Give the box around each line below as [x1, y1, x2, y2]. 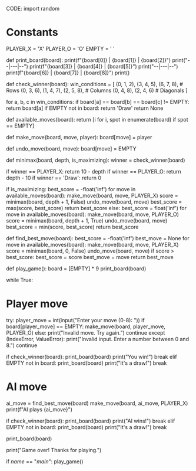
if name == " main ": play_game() [6, 457, 84, 465]
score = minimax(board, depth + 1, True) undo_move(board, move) [6, 217, 168, 224]
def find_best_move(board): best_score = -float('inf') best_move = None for [6, 234, 190, 241]
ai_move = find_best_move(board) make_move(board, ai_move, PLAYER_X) [6, 400, 188, 407]
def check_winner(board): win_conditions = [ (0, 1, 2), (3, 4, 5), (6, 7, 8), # [6, 80, 184, 87]
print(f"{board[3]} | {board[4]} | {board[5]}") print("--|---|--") [29, 63, 178, 70]
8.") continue [6, 342, 38, 349]
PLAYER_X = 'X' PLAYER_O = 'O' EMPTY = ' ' [6, 45, 115, 52]
